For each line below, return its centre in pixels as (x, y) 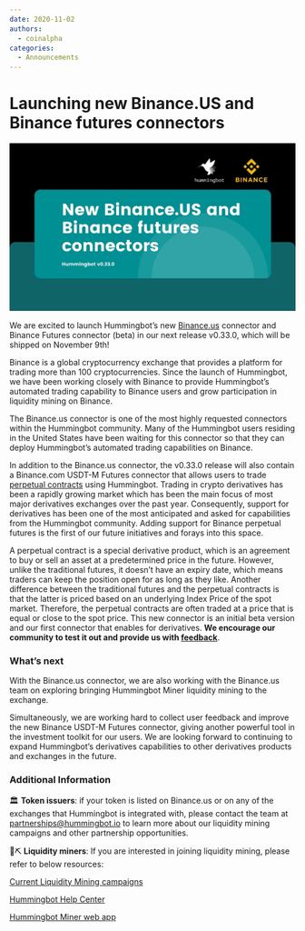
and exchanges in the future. (63, 756)
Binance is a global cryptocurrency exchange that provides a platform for (146, 363)
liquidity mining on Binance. (61, 401)
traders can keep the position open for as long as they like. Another (135, 580)
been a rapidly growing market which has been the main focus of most (142, 495)
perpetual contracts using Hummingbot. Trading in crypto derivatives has (147, 485)
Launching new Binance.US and (132, 104)
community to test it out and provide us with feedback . (115, 637)
